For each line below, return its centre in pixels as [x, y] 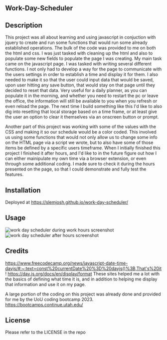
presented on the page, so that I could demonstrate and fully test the [76, 169]
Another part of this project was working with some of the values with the [81, 126]
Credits [17, 251]
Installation [23, 190]
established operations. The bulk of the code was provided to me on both [81, 48]
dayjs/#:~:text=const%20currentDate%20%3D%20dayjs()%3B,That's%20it [83, 268]
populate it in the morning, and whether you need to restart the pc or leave [82, 96]
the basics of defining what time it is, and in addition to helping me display [81, 279]
